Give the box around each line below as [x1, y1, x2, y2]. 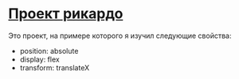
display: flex [19, 55, 60, 64]
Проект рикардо [8, 5, 123, 23]
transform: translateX [19, 62, 90, 72]
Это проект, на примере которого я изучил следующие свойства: [8, 31, 232, 40]
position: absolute [19, 46, 79, 55]
